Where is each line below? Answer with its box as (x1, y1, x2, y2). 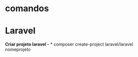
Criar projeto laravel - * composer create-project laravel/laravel (5, 41, 133, 47)
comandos (5, 3, 49, 14)
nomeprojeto (5, 47, 31, 53)
